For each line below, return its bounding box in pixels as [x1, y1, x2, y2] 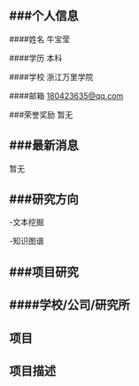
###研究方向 [9, 192, 79, 207]
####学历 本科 [9, 52, 63, 63]
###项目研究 [9, 264, 79, 279]
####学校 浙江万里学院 [9, 71, 94, 82]
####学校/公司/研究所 [9, 297, 130, 313]
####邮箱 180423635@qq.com [9, 90, 124, 101]
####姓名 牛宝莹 [9, 34, 71, 44]
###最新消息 [9, 138, 79, 153]
